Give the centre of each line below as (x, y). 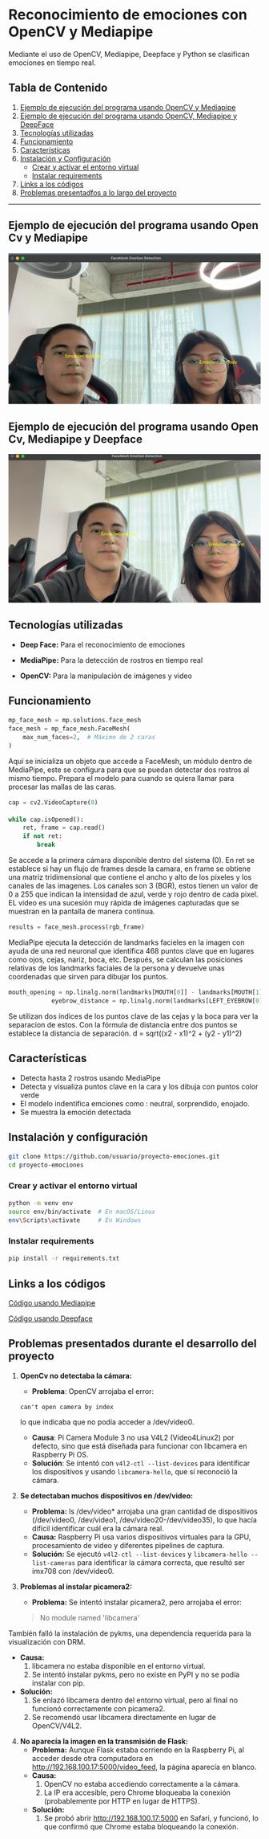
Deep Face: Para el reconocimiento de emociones (102, 644)
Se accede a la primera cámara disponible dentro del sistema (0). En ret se (131, 860)
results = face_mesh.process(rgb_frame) (77, 927)
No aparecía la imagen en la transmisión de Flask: (104, 1741)
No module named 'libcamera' (90, 1617)
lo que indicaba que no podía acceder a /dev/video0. (107, 1422)
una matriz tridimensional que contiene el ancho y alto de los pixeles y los (130, 877)
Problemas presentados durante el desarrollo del (133, 1344)
